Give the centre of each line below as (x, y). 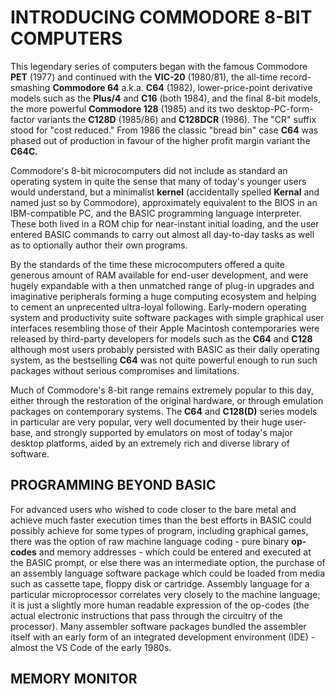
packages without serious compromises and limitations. (125, 370)
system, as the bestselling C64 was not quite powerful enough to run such (164, 360)
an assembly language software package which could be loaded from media (168, 573)
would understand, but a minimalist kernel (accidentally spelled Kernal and (165, 192)
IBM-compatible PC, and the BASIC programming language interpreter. (156, 213)
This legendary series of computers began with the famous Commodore (159, 66)
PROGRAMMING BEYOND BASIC (113, 485)
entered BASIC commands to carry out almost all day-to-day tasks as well (162, 234)
